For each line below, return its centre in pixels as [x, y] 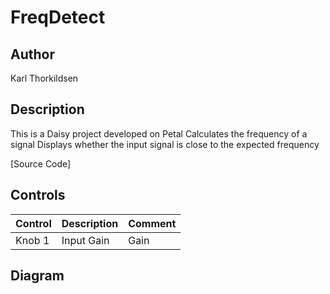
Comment [152, 223]
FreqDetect [58, 17]
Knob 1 [32, 240]
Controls [38, 195]
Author [32, 54]
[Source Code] [41, 163]
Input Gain [85, 240]
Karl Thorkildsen [44, 78]
